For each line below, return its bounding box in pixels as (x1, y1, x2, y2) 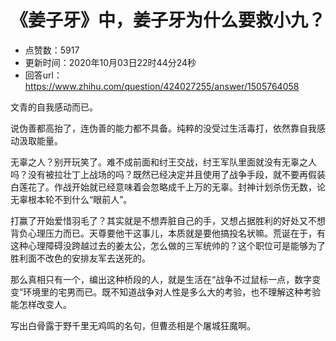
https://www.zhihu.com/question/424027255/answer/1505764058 (24, 80, 300, 92)
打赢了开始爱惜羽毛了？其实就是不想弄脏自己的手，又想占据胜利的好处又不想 (10, 214, 326, 226)
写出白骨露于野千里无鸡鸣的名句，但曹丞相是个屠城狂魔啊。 (10, 319, 256, 331)
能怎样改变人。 (10, 298, 72, 310)
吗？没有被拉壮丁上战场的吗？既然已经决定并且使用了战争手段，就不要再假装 (10, 168, 326, 180)
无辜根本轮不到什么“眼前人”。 (10, 193, 133, 205)
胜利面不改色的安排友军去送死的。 (10, 252, 151, 264)
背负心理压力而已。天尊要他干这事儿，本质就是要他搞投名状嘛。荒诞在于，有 (10, 227, 326, 239)
